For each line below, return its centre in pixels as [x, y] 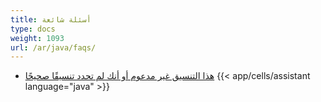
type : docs [33, 29]
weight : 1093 [37, 38]
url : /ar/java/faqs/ [53, 47]
